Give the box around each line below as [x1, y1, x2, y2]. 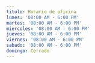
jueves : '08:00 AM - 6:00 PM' [6, 31, 82, 37]
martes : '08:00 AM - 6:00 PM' [6, 20, 82, 26]
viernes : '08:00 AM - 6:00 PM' [6, 37, 85, 43]
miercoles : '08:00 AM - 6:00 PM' [6, 25, 90, 32]
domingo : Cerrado [6, 48, 50, 54]
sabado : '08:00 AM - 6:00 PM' [6, 43, 82, 49]
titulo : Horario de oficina [6, 8, 77, 15]
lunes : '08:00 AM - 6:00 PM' [6, 14, 79, 20]
